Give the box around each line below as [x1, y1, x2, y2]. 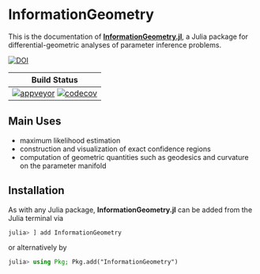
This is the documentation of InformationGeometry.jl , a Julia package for [8, 32, 249, 41]
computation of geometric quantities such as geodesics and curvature [19, 152, 249, 162]
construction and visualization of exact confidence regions [19, 144, 211, 154]
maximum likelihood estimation [19, 135, 121, 145]
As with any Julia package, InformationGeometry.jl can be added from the [8, 204, 253, 215]
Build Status [31, 74, 78, 85]
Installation [8, 184, 65, 197]
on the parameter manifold [19, 161, 107, 170]
